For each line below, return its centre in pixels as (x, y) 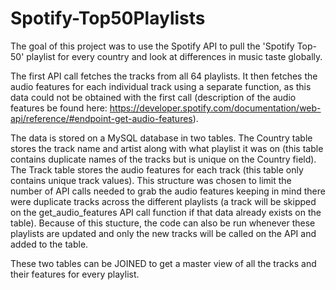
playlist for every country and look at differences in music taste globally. (174, 56)
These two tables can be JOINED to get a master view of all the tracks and (163, 263)
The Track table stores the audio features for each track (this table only (157, 169)
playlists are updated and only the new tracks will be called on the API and (163, 233)
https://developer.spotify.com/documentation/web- (215, 108)
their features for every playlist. (75, 274)
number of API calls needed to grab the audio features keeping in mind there (168, 191)
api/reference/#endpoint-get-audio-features (101, 118)
